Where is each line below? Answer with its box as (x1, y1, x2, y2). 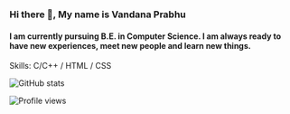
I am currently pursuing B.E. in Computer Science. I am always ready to (9, 31, 282, 42)
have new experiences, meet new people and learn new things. (9, 40, 251, 51)
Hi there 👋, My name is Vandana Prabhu (9, 8, 187, 21)
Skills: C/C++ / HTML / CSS (9, 61, 112, 71)
